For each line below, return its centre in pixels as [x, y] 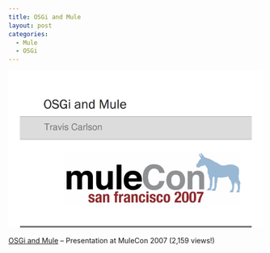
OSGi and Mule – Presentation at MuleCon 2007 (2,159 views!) [112, 240]
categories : [28, 34]
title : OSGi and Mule [45, 17]
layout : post [30, 25]
